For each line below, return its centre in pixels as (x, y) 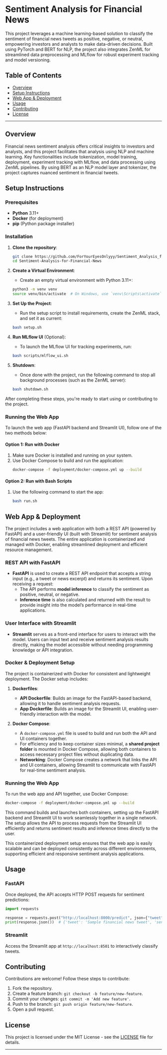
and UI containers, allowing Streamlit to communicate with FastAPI (88, 765)
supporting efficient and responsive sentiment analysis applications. (75, 854)
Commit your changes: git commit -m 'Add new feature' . (71, 999)
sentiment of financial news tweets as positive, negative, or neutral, (74, 39)
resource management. (29, 550)
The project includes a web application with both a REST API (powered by (81, 528)
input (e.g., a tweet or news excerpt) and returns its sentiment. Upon (83, 579)
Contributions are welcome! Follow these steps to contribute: (68, 979)
